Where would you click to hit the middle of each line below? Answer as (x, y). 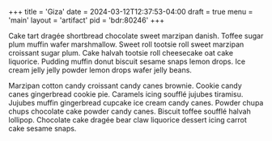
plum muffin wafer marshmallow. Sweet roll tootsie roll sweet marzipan (126, 44)
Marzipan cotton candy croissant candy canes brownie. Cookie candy (125, 85)
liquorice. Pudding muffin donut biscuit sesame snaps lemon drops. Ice (127, 61)
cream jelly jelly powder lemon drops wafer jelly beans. (100, 70)
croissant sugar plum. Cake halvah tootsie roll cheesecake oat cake (121, 53)
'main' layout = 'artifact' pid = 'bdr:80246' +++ (86, 20)
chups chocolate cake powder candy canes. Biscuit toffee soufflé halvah (130, 111)
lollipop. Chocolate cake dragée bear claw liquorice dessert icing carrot (127, 120)
